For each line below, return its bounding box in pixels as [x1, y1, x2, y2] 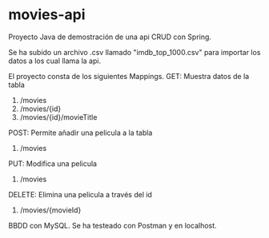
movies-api [8, 6, 86, 24]
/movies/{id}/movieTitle [19, 112, 98, 121]
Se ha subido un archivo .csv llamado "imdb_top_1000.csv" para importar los [8, 47, 261, 57]
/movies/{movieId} [19, 205, 82, 215]
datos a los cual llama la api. [8, 56, 102, 65]
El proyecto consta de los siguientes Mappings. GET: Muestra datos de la [8, 71, 250, 81]
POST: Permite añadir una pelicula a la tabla [8, 128, 153, 137]
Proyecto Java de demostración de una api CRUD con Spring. [8, 32, 212, 42]
